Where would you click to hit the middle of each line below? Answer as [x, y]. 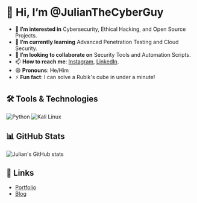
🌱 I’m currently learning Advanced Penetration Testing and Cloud [97, 42]
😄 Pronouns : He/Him [42, 70]
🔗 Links [20, 172]
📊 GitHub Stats [36, 136]
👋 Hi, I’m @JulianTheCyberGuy [85, 12]
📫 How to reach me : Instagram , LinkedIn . [67, 61]
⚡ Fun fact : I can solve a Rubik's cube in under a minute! [85, 77]
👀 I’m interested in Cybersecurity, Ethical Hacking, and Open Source [100, 29]
